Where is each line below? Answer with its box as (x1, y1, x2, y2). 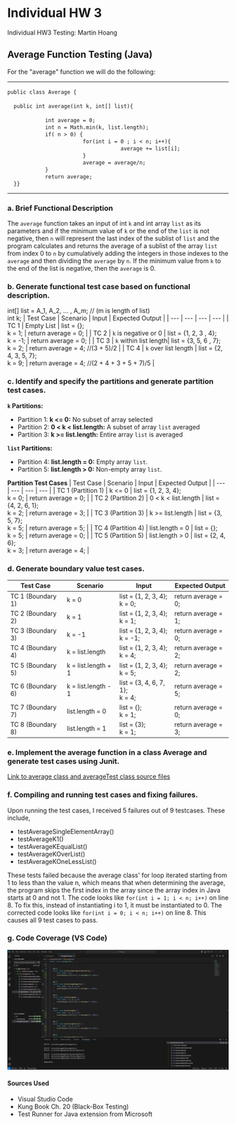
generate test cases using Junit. (7, 756, 120, 766)
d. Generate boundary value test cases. (7, 563, 145, 573)
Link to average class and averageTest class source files (7, 772, 171, 781)
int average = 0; (44, 116, 96, 124)
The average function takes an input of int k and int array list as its (7, 219, 202, 228)
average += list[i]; (120, 145, 181, 152)
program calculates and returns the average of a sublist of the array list (7, 242, 218, 250)
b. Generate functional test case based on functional (7, 281, 191, 291)
